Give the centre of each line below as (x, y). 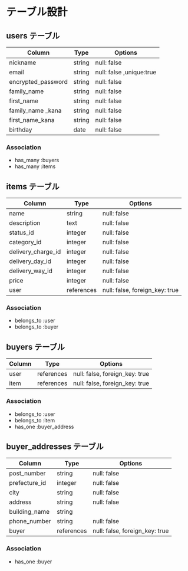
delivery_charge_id (35, 252)
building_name (29, 512)
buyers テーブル (36, 347)
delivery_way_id (31, 271)
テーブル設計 (37, 12)
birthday (21, 129)
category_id (25, 242)
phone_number (30, 521)
